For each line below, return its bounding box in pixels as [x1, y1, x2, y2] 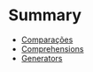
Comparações [20, 34, 74, 45]
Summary [8, 5, 81, 25]
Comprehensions [20, 43, 85, 54]
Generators [20, 53, 63, 63]
